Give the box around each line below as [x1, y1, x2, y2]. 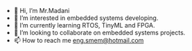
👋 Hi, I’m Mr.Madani [13, 7, 70, 14]
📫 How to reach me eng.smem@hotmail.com [13, 37, 144, 44]
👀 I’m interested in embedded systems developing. [13, 14, 159, 22]
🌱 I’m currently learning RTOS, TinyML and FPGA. [13, 21, 155, 29]
